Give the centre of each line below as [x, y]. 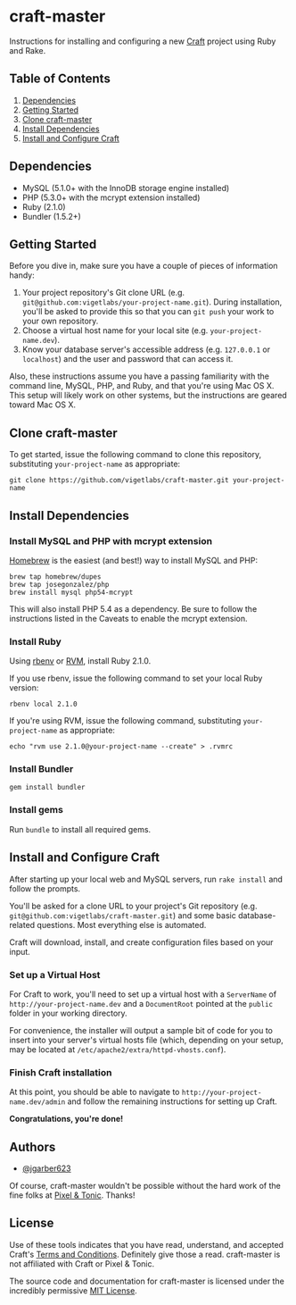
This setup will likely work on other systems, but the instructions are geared [148, 396]
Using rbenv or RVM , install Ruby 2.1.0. [80, 661]
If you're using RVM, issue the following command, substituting [125, 721]
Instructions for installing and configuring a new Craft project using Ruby [143, 41]
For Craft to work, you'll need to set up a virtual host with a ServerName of [143, 994]
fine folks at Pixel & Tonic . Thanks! [72, 1195]
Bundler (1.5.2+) [52, 216]
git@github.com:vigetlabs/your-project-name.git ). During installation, [152, 302]
